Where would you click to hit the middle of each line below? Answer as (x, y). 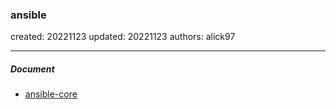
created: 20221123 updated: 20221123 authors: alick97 (123, 37)
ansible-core (51, 94)
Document (32, 69)
